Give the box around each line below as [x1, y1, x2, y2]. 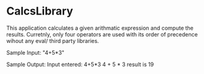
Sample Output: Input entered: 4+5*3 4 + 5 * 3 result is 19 [6, 61, 154, 68]
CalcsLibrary [6, 4, 74, 18]
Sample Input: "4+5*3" [6, 49, 65, 56]
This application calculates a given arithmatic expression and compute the [6, 24, 194, 32]
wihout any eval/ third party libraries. [6, 37, 99, 44]
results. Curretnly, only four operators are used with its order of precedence [6, 30, 198, 38]
